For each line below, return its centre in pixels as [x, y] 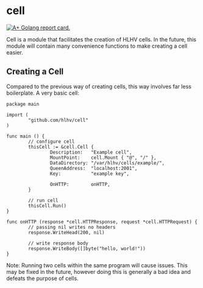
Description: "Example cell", [91, 152]
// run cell [44, 200]
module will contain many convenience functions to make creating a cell [97, 46]
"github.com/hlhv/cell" [58, 120]
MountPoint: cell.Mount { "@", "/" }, [103, 157]
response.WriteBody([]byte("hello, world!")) [87, 248]
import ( [17, 115]
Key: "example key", [90, 174]
